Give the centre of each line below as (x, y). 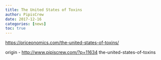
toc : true (16, 28)
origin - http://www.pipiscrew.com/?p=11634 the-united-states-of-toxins (80, 52)
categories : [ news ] (26, 24)
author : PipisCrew (24, 14)
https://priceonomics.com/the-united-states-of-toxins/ (62, 42)
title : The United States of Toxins (44, 10)
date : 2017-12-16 (23, 19)
